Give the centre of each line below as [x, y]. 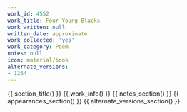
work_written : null [36, 27]
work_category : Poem [38, 47]
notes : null [25, 54]
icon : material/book [38, 60]
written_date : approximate [47, 34]
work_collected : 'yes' [41, 40]
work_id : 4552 [29, 14]
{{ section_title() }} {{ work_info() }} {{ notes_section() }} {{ [93, 94]
